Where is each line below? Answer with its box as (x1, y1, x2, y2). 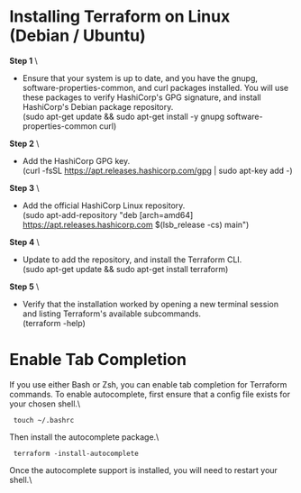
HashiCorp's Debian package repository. (22, 101, 174, 112)
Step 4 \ (9, 236, 41, 247)
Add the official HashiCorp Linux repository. (22, 200, 186, 211)
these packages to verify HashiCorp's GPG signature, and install (22, 92, 261, 103)
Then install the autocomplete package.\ (9, 431, 160, 443)
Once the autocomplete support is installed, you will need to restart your (9, 464, 278, 475)
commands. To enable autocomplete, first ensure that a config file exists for (9, 388, 291, 399)
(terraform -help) (22, 317, 86, 328)
